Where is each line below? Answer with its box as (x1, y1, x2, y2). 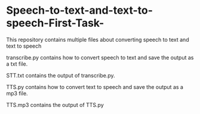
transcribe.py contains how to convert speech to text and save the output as (6, 54, 194, 61)
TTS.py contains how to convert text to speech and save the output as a (6, 83, 184, 90)
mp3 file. (6, 90, 28, 97)
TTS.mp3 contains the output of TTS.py (6, 101, 104, 108)
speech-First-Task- (6, 16, 104, 30)
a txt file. (6, 60, 28, 67)
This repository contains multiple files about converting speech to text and (6, 36, 189, 43)
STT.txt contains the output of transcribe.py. (6, 72, 115, 79)
